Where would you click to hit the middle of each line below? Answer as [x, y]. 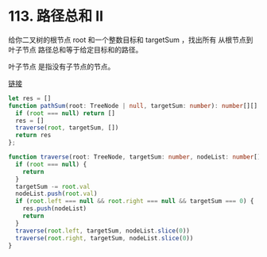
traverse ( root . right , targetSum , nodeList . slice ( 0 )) [104, 238]
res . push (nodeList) [55, 209]
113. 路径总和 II [56, 16]
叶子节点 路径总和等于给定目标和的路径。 [75, 49]
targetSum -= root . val [53, 186]
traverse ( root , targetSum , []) [67, 128]
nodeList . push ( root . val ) [56, 194]
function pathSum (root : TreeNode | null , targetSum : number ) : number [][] [133, 105]
